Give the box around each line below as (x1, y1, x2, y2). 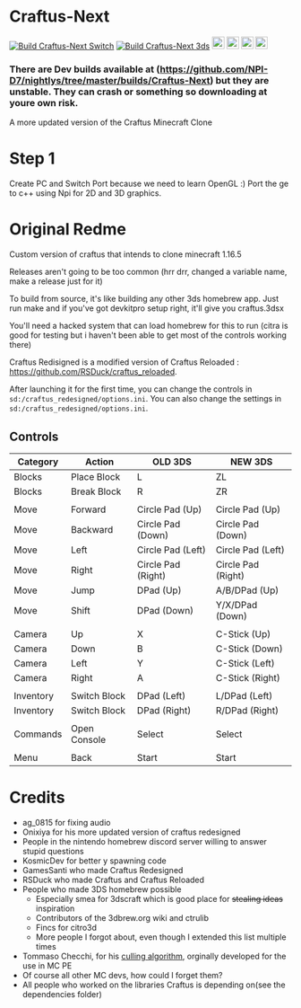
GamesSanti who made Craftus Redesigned (21, 864, 184, 875)
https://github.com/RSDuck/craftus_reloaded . (9, 367, 177, 377)
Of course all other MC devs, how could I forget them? (21, 969, 223, 980)
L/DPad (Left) (215, 689, 273, 702)
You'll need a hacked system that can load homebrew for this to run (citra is (9, 321, 288, 332)
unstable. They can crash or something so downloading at (9, 85, 268, 98)
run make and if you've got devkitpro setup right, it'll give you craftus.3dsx (9, 303, 285, 314)
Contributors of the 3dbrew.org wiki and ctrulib (35, 912, 209, 923)
